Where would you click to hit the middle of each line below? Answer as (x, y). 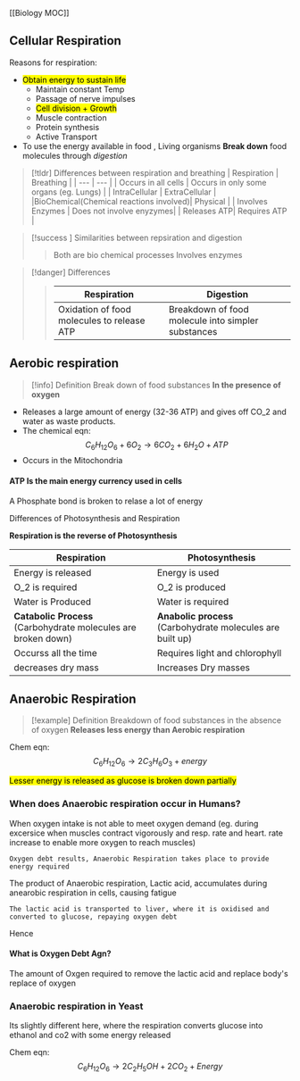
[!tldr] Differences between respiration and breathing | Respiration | (155, 172)
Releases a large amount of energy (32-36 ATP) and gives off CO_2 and (154, 412)
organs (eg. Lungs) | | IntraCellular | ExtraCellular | (124, 192)
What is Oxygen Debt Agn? (60, 953)
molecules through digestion (75, 155)
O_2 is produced (191, 586)
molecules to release (101, 320)
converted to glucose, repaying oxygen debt (93, 917)
